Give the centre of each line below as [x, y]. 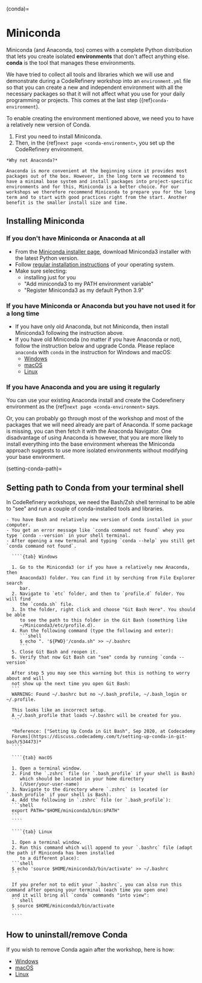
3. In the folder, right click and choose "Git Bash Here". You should [104, 610]
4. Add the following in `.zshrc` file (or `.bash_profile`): [91, 800]
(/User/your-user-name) [49, 784]
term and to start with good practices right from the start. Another [97, 197]
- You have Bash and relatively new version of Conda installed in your [99, 520]
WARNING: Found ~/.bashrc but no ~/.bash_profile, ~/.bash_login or [99, 695]
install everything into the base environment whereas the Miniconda [90, 444]
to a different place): [49, 858]
